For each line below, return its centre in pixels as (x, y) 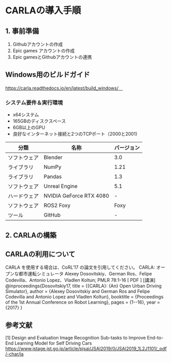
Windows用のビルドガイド (48, 75)
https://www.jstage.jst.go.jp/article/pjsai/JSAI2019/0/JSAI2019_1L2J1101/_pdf (86, 349)
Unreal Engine (61, 186)
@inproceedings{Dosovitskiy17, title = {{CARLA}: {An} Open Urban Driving (84, 286)
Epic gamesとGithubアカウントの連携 (52, 57)
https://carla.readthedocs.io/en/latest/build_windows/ (62, 88)
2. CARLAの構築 (31, 235)
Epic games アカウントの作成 (44, 51)
